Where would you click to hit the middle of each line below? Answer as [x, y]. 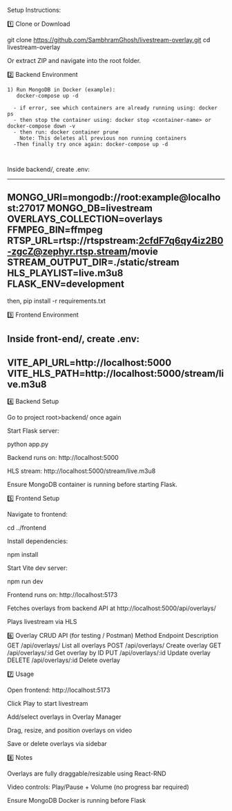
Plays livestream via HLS [42, 622]
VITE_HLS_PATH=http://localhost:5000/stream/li [116, 373]
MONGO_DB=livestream [100, 208]
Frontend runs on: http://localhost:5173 [62, 595]
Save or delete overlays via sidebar [57, 744]
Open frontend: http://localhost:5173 [59, 690]
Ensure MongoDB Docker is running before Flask [77, 801]
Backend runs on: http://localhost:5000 [63, 458]
